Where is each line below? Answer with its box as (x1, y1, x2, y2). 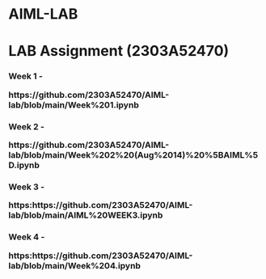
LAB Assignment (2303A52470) (8, 42, 230, 61)
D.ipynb (8, 159, 40, 171)
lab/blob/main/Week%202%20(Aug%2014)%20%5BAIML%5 (8, 149, 259, 160)
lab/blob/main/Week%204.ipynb (8, 260, 141, 271)
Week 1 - (8, 70, 43, 82)
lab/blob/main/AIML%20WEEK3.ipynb (8, 209, 163, 221)
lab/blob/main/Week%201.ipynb (8, 99, 139, 110)
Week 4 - (8, 231, 45, 243)
